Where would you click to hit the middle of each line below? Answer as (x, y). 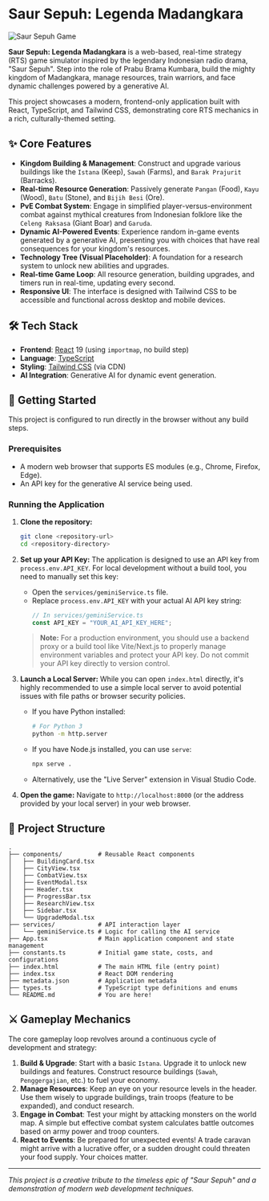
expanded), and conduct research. (77, 1105)
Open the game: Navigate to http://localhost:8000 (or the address (132, 795)
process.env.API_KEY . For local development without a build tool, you (133, 568)
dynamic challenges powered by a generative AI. (89, 86)
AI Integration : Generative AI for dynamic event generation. (118, 375)
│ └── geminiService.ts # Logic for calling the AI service (114, 931)
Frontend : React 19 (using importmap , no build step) (104, 349)
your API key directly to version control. (105, 664)
